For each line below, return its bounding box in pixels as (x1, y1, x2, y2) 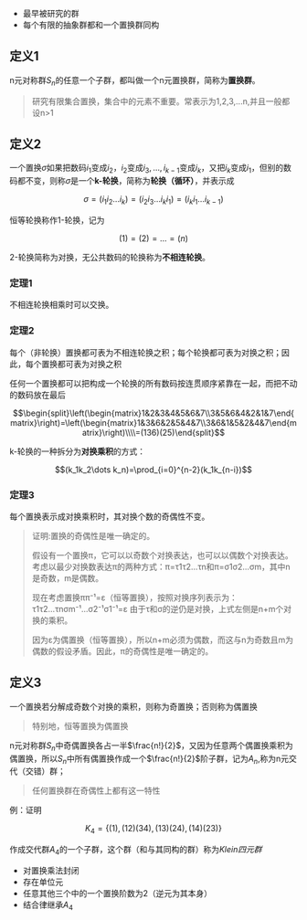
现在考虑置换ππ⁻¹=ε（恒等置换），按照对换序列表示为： (31, 592, 238, 603)
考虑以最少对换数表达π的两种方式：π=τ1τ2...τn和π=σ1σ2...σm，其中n (31, 561, 291, 572)
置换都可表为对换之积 (40, 358, 122, 369)
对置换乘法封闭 (22, 864, 79, 875)
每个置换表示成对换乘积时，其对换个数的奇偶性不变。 (9, 511, 210, 522)
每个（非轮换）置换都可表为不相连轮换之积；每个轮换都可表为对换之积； (9, 346, 281, 358)
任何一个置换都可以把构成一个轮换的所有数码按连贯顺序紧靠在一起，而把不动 (9, 377, 298, 388)
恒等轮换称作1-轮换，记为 (9, 215, 105, 226)
